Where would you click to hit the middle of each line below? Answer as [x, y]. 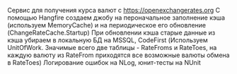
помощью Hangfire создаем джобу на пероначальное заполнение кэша [116, 18]
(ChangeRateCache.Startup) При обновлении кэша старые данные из [111, 32]
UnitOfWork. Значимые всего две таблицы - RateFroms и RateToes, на [112, 48]
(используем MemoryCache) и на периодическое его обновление [107, 25]
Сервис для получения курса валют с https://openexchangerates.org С [114, 10]
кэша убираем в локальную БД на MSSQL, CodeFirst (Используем [108, 40]
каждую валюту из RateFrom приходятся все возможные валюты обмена [118, 55]
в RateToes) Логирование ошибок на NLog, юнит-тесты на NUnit [104, 62]
